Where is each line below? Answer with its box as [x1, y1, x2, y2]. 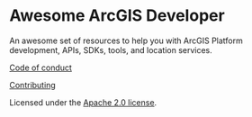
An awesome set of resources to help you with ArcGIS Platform [9, 35, 243, 46]
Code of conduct [9, 62, 72, 73]
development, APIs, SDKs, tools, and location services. [9, 44, 213, 55]
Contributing [9, 79, 56, 90]
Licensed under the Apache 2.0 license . [9, 96, 157, 108]
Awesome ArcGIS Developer [9, 5, 225, 26]
